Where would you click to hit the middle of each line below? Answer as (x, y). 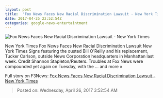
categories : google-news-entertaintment (47, 23)
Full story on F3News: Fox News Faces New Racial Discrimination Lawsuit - (80, 76)
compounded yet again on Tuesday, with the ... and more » (64, 67)
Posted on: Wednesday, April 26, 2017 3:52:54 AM (67, 90)
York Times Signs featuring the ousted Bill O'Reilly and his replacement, (77, 51)
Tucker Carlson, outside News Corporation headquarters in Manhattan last (80, 56)
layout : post (18, 9)
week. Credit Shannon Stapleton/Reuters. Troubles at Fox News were (74, 61)
